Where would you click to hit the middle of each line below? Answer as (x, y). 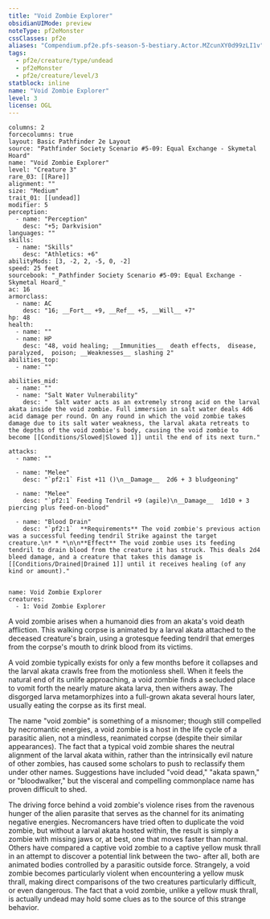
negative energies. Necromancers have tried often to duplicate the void (126, 822)
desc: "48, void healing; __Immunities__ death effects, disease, (140, 346)
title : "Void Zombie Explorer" (61, 16)
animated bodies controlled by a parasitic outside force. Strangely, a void (129, 865)
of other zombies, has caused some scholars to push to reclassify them (127, 764)
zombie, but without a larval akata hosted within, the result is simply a (123, 830)
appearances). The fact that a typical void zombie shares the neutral (121, 747)
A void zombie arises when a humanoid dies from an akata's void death (127, 621)
